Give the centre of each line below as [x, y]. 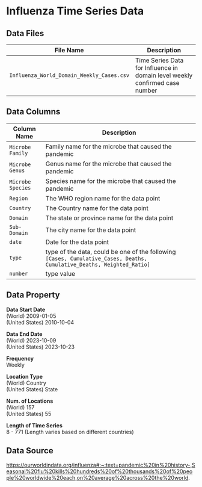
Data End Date [24, 334]
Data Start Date [26, 309]
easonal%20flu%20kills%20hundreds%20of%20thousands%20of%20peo [99, 471]
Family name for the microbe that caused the [109, 146]
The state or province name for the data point [109, 218]
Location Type [25, 376]
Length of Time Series [35, 425]
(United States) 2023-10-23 [41, 347]
